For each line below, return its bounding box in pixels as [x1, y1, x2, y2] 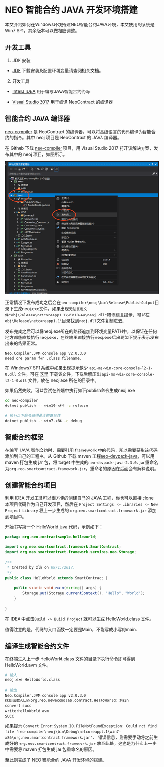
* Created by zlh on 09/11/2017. [7, 565, 76, 570]
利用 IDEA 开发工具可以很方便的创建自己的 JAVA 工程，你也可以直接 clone [5, 495, 154, 501]
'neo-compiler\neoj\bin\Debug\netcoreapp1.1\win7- [16, 729, 121, 734]
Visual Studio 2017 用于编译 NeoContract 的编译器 [12, 99, 113, 105]
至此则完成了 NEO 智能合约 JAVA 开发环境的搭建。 [5, 757, 107, 763]
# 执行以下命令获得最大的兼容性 [5, 413, 61, 418]
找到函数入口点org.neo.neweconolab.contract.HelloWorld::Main [5, 698, 129, 703]
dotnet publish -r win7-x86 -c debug [5, 419, 82, 424]
